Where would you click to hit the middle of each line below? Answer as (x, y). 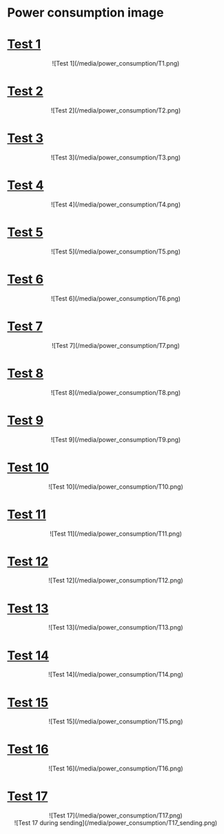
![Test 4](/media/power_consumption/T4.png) (116, 204)
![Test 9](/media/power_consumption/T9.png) (116, 439)
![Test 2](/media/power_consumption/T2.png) (116, 110)
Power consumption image (85, 13)
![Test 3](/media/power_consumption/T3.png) (116, 157)
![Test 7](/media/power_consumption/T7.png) (116, 345)
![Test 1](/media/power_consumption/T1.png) (116, 64)
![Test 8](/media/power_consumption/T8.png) (116, 392)
